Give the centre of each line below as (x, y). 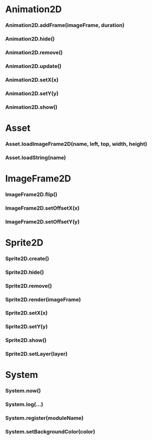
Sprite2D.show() (26, 340)
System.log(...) (24, 404)
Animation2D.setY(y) (32, 93)
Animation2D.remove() (34, 52)
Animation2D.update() (33, 66)
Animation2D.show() (31, 107)
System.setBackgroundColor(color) (50, 432)
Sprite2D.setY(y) (27, 327)
